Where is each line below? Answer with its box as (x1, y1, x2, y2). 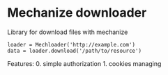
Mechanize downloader (7, 5, 147, 21)
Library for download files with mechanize (7, 28, 128, 36)
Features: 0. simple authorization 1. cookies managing (7, 59, 162, 67)
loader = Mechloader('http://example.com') (7, 41, 136, 48)
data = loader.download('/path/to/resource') (7, 47, 142, 54)
